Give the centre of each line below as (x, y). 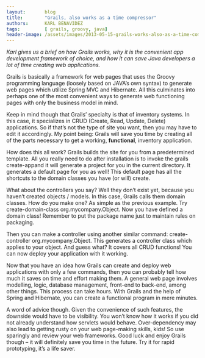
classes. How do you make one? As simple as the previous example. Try (97, 203)
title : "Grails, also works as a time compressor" (81, 18)
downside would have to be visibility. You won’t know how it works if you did (103, 316)
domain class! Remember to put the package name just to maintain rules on (101, 216)
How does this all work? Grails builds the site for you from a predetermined (100, 152)
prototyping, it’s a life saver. (41, 349)
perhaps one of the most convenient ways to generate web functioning (95, 96)
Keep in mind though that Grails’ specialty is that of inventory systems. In (98, 115)
